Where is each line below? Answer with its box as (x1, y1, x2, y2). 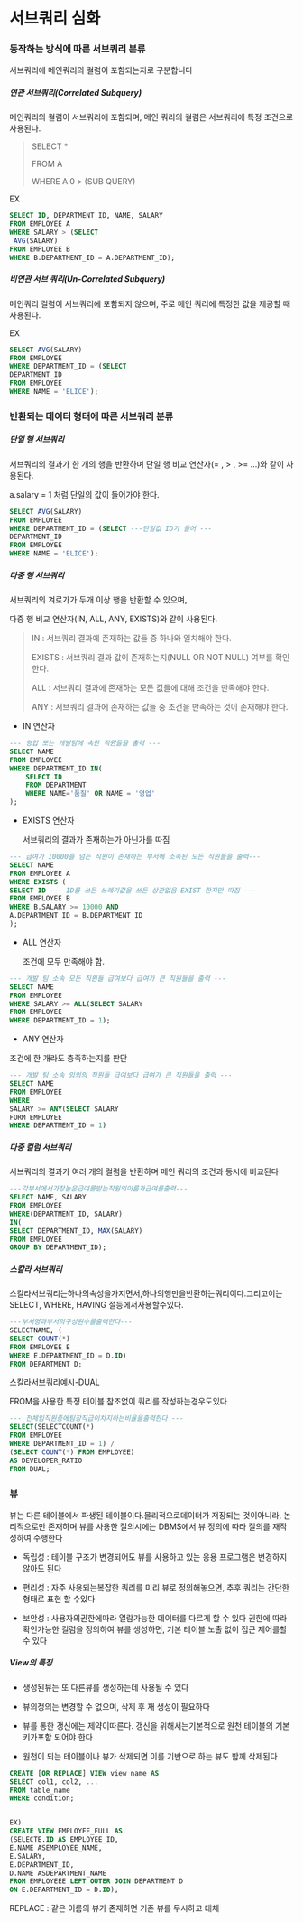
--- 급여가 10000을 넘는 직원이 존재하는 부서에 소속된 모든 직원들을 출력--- (9, 853, 262, 862)
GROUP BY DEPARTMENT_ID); (9, 1243, 106, 1252)
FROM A (31, 159, 63, 170)
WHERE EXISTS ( (9, 877, 67, 886)
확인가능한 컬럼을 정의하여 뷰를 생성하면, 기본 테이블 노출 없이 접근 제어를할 (22, 1623, 288, 1635)
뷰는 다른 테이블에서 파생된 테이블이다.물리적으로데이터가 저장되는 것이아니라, (9, 1509, 282, 1520)
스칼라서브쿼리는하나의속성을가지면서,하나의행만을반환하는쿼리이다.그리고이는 (9, 1288, 283, 1299)
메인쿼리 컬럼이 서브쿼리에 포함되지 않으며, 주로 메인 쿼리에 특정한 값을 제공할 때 (9, 298, 291, 309)
